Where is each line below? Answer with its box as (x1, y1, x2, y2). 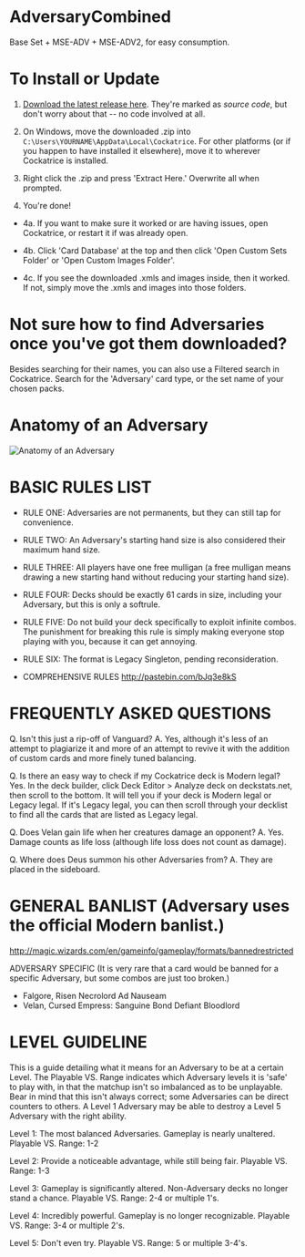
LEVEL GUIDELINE (9, 1032, 147, 1052)
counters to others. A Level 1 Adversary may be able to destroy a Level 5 (9, 1100, 281, 1111)
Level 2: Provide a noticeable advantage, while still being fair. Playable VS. (9, 1155, 289, 1166)
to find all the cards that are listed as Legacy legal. (9, 809, 198, 819)
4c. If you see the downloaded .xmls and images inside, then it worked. (22, 272, 290, 283)
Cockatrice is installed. (22, 155, 109, 166)
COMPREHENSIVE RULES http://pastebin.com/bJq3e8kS (22, 671, 237, 682)
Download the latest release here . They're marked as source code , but (22, 98, 288, 109)
